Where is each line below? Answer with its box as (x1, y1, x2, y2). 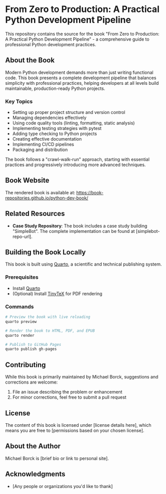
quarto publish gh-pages (5, 346, 57, 352)
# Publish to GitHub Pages (5, 342, 61, 347)
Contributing (5, 360, 46, 369)
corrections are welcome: (5, 379, 58, 385)
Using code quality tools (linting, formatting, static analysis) (12, 120, 135, 126)
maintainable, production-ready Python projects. (5, 85, 105, 91)
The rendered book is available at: (5, 189, 75, 195)
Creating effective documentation (12, 136, 82, 142)
